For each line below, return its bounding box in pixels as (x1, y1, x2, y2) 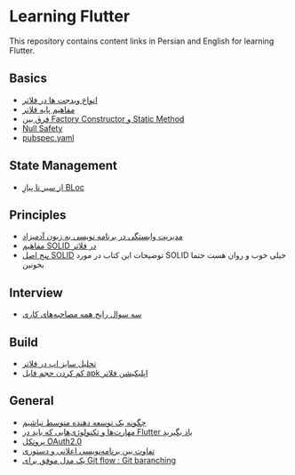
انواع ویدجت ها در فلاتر (21, 94, 98, 105)
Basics (9, 71, 47, 86)
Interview (9, 285, 64, 300)
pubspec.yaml (21, 132, 75, 143)
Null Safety (21, 123, 63, 133)
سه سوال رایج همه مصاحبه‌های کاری (21, 309, 142, 319)
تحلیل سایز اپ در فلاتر (21, 358, 97, 368)
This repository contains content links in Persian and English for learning (9, 36, 275, 46)
